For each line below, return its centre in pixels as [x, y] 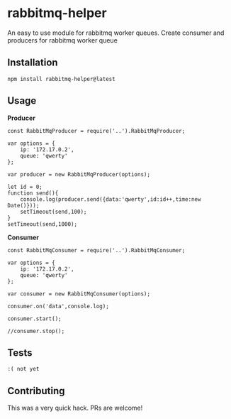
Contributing [36, 391]
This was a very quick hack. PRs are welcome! [75, 408]
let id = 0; [25, 187]
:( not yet [23, 369]
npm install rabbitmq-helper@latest [61, 79]
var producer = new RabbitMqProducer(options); [79, 174]
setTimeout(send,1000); [43, 224]
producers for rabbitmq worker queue [63, 40]
